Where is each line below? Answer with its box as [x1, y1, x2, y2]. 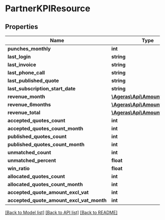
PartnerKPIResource [5, 3, 91, 14]
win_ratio [7, 165, 30, 172]
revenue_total [7, 109, 41, 116]
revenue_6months [7, 101, 51, 108]
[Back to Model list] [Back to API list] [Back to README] [5, 210, 118, 215]
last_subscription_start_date [7, 85, 76, 92]
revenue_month [7, 93, 46, 100]
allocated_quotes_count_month [7, 181, 83, 188]
